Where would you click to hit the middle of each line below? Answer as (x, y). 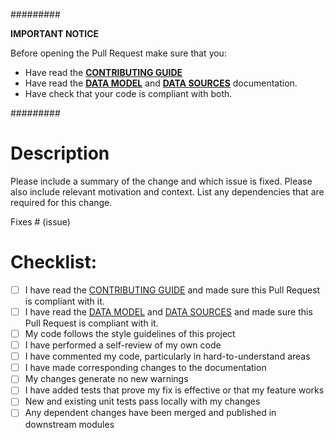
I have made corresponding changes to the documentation (145, 368)
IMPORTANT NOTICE (55, 33)
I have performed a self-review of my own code (123, 345)
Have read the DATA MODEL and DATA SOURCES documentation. (161, 83)
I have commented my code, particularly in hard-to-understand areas (167, 356)
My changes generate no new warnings (106, 379)
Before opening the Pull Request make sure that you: (118, 53)
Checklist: (54, 262)
